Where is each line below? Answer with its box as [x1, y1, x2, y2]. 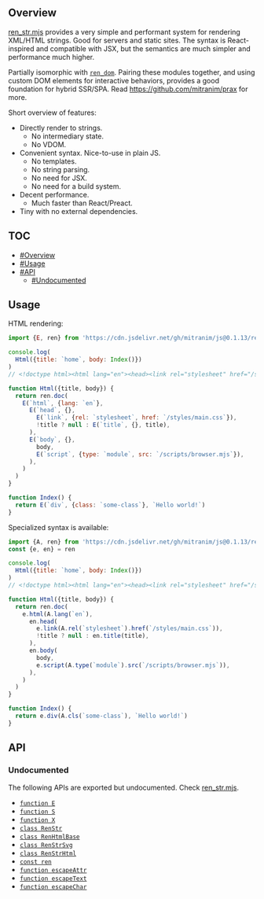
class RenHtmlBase [19, 833, 80, 841]
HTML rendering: [8, 319, 64, 329]
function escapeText [19, 875, 87, 882]
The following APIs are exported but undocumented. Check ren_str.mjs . [8, 783, 240, 792]
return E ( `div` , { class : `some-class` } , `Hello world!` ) [15, 501, 206, 509]
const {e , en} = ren [8, 545, 76, 553]
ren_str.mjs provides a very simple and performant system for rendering [8, 27, 241, 36]
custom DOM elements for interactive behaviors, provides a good [8, 76, 220, 85]
